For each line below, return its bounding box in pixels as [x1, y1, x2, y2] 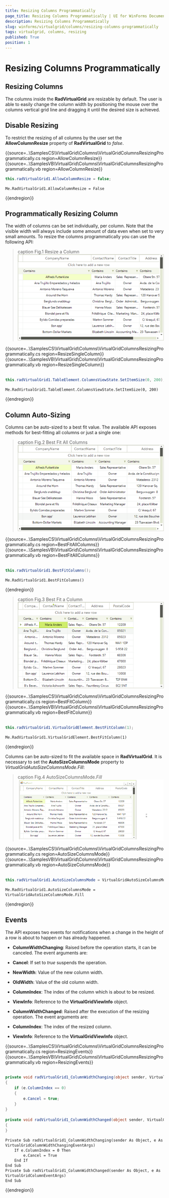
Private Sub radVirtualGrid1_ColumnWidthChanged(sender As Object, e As [5, 1168, 161, 1173]
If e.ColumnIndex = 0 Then [14, 1148, 71, 1153]
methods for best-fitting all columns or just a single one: [5, 430, 122, 436]
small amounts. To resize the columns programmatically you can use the [5, 234, 155, 240]
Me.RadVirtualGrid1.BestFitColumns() [5, 578, 84, 583]
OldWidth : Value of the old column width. [12, 979, 99, 985]
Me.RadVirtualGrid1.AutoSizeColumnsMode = [5, 887, 96, 892]
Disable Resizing [5, 121, 59, 130]
